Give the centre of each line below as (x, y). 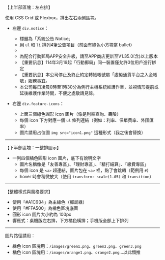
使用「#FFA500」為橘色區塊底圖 (45, 208)
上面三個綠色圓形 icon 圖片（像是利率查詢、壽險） (70, 114)
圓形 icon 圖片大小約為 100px (41, 214)
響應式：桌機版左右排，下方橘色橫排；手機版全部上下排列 (70, 220)
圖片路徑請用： (20, 236)
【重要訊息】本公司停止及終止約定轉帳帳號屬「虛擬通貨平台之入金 (86, 75)
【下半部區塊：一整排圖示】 (33, 147)
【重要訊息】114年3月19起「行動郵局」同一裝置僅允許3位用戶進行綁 (88, 62)
